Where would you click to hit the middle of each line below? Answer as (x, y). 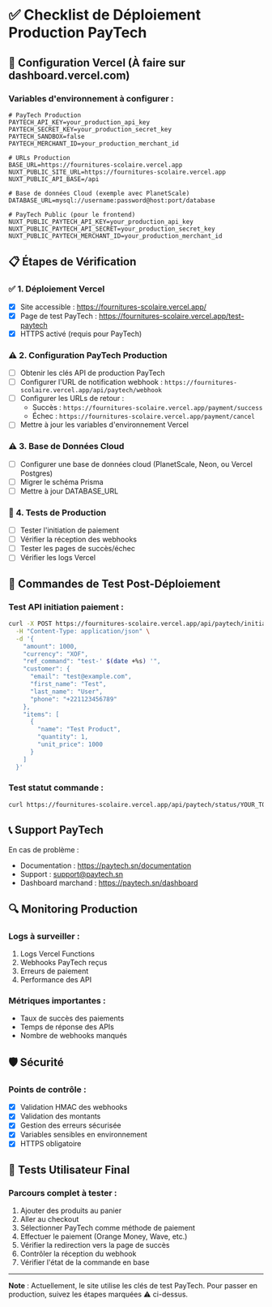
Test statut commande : (56, 787)
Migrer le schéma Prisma (62, 481)
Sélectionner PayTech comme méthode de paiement (108, 1228)
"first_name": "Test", (68, 684)
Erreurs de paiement (54, 971)
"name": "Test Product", (79, 729)
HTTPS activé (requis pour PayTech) (81, 334)
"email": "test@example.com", (81, 677)
